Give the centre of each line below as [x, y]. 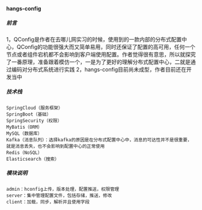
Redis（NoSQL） [24, 153]
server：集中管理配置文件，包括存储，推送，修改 [59, 196]
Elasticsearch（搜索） [33, 159]
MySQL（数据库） [24, 133]
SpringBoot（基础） [29, 114]
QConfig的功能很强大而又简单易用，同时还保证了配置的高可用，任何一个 [106, 47]
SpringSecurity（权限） [34, 120]
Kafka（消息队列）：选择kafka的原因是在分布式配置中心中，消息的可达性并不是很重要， [99, 140]
